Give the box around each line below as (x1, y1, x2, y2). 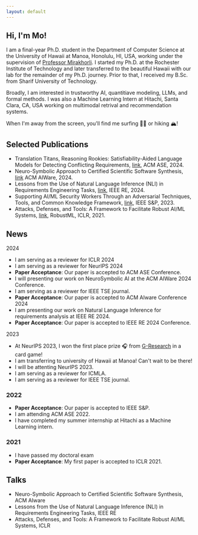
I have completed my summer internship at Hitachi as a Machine (14, 417, 171, 424)
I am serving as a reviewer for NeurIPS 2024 (14, 262, 123, 270)
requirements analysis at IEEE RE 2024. (14, 313, 111, 320)
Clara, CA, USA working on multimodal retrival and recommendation (6, 102, 172, 109)
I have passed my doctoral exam (14, 451, 94, 459)
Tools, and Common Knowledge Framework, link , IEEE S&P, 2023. (14, 199, 175, 206)
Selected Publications (6, 139, 89, 149)
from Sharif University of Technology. (6, 78, 98, 85)
